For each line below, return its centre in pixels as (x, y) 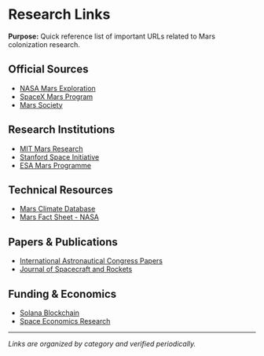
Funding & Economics (62, 294)
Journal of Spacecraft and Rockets (76, 270)
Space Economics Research (65, 321)
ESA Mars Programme (55, 165)
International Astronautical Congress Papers (91, 261)
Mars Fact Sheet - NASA (59, 217)
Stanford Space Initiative (59, 157)
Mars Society (41, 105)
